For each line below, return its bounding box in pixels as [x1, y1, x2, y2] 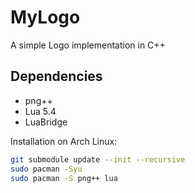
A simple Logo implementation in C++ [10, 39, 166, 51]
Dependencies [10, 68, 103, 85]
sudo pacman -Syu [10, 164, 83, 174]
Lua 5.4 [24, 105, 57, 117]
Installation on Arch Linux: [10, 135, 118, 147]
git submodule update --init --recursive [10, 154, 186, 165]
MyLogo [10, 6, 81, 29]
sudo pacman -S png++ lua [10, 173, 118, 183]
